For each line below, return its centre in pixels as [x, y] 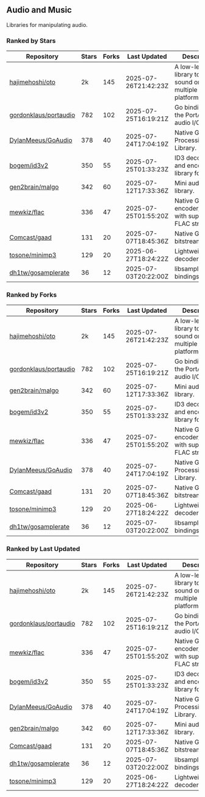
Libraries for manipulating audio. [47, 24]
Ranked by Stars [31, 40]
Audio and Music [39, 10]
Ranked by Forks [31, 295]
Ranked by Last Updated [43, 549]
